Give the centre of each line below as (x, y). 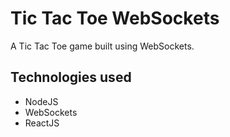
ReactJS (42, 123)
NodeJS (41, 101)
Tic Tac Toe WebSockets (115, 18)
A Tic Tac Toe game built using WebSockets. (102, 46)
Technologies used (71, 77)
